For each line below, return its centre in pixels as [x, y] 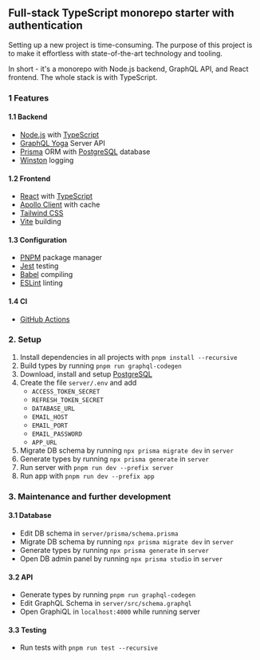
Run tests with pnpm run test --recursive [89, 648]
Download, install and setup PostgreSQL [86, 373]
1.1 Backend [28, 117]
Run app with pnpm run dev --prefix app [87, 476]
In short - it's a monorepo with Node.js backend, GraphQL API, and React [128, 69]
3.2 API [21, 577]
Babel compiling [46, 275]
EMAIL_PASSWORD [57, 434]
